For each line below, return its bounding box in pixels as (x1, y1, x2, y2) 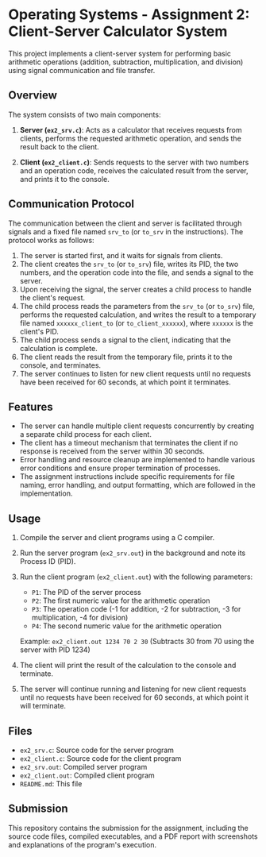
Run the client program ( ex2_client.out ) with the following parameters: (19, 572, 253, 581)
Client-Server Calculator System (8, 22, 228, 41)
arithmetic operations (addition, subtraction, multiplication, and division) (8, 57, 244, 67)
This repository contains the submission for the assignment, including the (8, 823, 249, 832)
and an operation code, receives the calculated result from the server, (19, 165, 249, 176)
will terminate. (19, 701, 66, 711)
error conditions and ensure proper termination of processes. (19, 463, 221, 473)
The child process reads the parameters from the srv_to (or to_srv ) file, (19, 301, 256, 311)
